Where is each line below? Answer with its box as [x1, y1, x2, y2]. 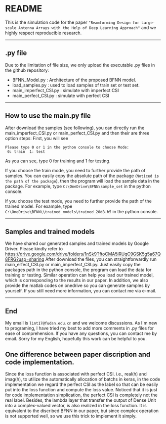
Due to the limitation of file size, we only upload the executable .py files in [5, 62, 155, 68]
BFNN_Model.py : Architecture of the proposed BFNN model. [12, 77, 137, 83]
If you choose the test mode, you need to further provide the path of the [5, 198, 152, 204]
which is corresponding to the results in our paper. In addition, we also [5, 278, 148, 283]
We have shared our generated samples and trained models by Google [5, 240, 149, 246]
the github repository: [5, 67, 49, 73]
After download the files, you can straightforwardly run [45, 256, 157, 262]
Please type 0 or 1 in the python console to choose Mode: [5, 144, 129, 150]
